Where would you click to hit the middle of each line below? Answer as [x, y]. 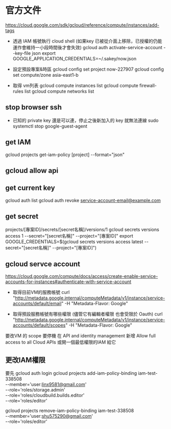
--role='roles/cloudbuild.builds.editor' [45, 395]
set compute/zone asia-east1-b [46, 75]
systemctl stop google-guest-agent [50, 126]
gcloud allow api [32, 170]
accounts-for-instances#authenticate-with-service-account [68, 282]
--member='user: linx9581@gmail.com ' [46, 384]
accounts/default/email [37, 304]
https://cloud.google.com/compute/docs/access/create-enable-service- [82, 276]
